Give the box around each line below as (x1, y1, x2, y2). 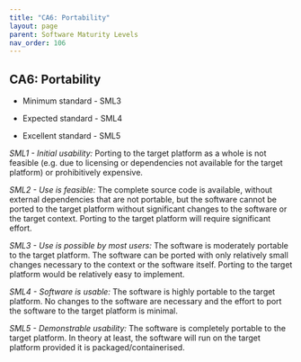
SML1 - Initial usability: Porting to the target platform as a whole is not (9, 148, 267, 158)
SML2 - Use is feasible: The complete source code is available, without (9, 185, 272, 195)
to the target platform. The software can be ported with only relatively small (9, 249, 289, 261)
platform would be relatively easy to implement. (9, 269, 186, 280)
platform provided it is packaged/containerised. (9, 342, 186, 353)
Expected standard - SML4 (22, 113, 123, 124)
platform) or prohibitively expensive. (9, 167, 144, 178)
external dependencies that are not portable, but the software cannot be (9, 195, 277, 205)
